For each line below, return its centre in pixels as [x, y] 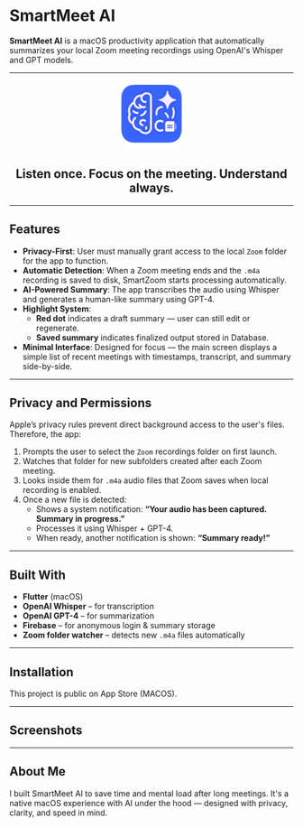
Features [35, 230]
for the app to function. [65, 260]
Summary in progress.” [80, 519]
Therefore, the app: [46, 434]
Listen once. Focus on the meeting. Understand [151, 174]
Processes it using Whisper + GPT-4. [105, 528]
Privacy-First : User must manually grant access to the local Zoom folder [154, 251]
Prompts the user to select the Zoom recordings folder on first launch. [150, 451]
